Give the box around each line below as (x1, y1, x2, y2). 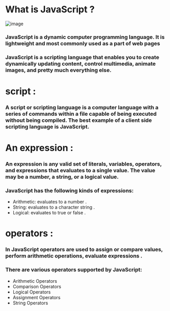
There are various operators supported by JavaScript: (5, 266, 142, 273)
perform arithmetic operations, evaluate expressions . (5, 252, 142, 260)
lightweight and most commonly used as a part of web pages (5, 40, 160, 47)
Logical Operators (12, 289, 51, 295)
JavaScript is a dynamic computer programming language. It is (5, 33, 165, 41)
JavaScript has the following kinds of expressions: (5, 187, 134, 194)
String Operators (12, 300, 49, 306)
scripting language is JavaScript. (5, 123, 90, 130)
